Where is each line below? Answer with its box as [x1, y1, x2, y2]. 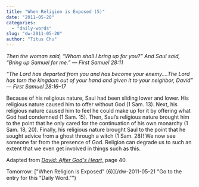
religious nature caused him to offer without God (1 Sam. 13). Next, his [6, 101, 178, 107]
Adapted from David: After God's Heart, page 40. [6, 157, 127, 163]
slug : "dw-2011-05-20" [6, 31, 63, 37]
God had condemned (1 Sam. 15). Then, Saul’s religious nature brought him [6, 113, 189, 121]
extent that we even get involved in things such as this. [6, 145, 141, 152]
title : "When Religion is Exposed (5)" [6, 8, 105, 15]
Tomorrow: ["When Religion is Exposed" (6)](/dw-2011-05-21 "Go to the [6, 168, 182, 175]
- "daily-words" [11, 25, 52, 31]
